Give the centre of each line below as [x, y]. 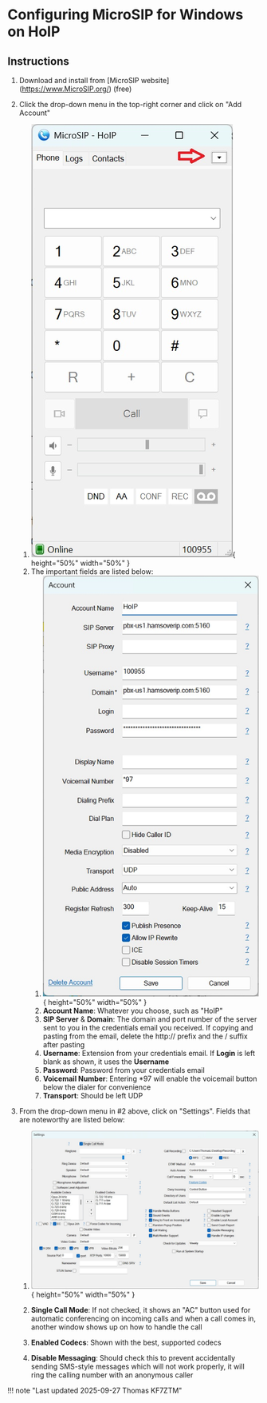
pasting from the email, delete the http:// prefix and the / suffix [145, 1036]
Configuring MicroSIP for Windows [126, 15]
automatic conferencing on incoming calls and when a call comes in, [143, 1318]
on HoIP [34, 32]
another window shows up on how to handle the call [116, 1327]
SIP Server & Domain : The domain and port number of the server [150, 1019]
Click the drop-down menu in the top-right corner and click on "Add [130, 104]
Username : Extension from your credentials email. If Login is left [149, 1054]
